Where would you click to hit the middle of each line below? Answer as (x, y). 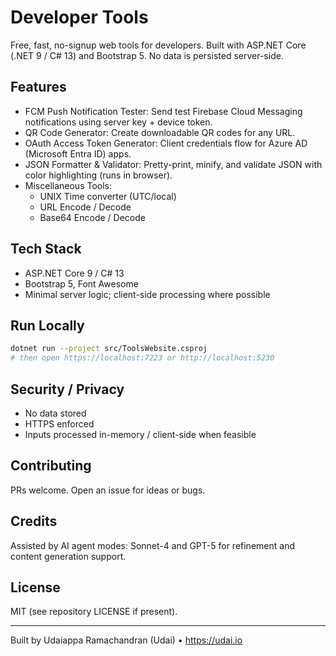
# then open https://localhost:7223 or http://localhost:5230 (142, 358)
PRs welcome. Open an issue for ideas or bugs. (108, 490)
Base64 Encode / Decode (92, 217)
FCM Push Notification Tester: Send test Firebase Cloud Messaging (163, 111)
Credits (34, 521)
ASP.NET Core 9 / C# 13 (74, 273)
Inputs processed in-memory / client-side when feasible (140, 434)
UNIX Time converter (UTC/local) (108, 196)
